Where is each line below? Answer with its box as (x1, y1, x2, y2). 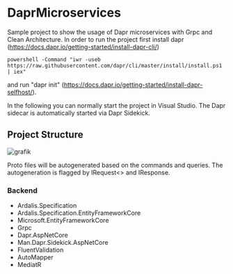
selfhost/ (7, 88, 33, 96)
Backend (7, 186, 38, 195)
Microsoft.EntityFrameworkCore (17, 216, 109, 225)
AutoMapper (17, 253, 54, 261)
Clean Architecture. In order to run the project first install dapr (7, 35, 184, 43)
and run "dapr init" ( (7, 80, 65, 88)
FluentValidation (17, 245, 64, 255)
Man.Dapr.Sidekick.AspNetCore (17, 239, 109, 247)
